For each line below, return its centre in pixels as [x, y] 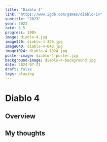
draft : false [18, 70]
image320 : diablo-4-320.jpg [34, 42]
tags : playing [20, 74]
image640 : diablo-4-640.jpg [34, 46]
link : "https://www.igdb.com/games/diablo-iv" [54, 14]
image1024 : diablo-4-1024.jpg [36, 51]
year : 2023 [16, 23]
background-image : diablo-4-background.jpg [51, 60]
